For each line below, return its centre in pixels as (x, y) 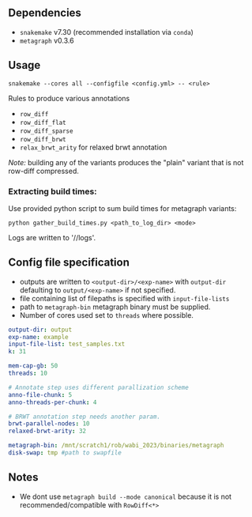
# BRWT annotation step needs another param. (84, 417)
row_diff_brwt (43, 139)
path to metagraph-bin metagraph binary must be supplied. (115, 307)
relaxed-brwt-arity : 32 (47, 431)
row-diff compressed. (43, 171)
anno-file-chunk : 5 (40, 394)
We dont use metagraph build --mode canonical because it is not (125, 496)
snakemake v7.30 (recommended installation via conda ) (106, 32)
